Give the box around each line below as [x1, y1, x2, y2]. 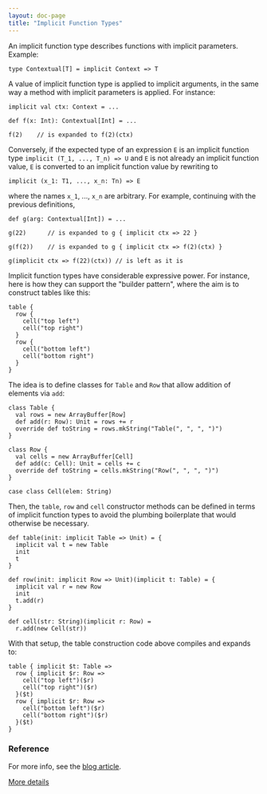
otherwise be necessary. [8, 518, 89, 528]
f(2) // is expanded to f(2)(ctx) [8, 131, 134, 139]
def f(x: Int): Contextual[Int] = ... [8, 116, 137, 124]
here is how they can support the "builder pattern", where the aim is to [8, 279, 239, 289]
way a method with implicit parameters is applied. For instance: [8, 87, 216, 96]
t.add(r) [15, 596, 45, 604]
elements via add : [8, 388, 65, 398]
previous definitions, [8, 199, 76, 209]
